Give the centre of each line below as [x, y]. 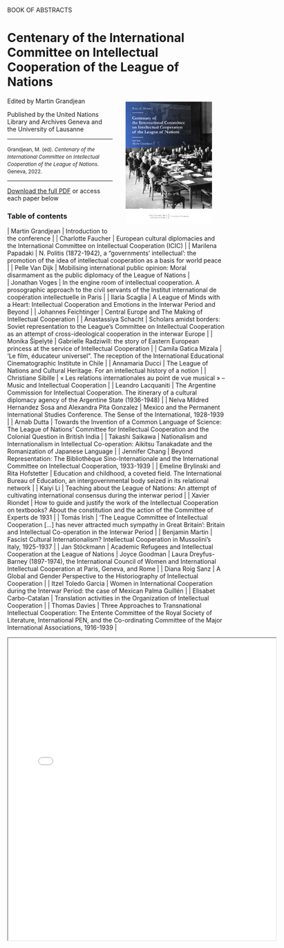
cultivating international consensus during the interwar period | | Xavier [108, 495]
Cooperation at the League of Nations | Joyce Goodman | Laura [98, 554]
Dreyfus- [202, 554]
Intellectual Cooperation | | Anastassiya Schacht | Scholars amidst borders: [114, 319]
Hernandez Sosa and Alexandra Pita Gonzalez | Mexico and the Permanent [114, 408]
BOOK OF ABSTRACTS [40, 10]
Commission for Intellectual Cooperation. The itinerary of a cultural [102, 392]
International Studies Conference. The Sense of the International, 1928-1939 [116, 415]
